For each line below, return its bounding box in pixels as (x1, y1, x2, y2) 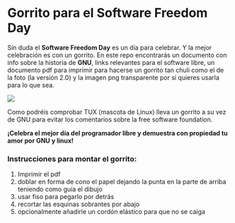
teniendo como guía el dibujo (17, 185, 103, 193)
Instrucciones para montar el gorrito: (7, 154, 137, 164)
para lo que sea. (7, 80, 55, 89)
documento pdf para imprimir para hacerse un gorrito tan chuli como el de (7, 66, 224, 74)
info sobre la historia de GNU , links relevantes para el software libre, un (7, 58, 215, 66)
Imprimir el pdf (17, 170, 61, 179)
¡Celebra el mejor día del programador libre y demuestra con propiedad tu (7, 128, 228, 137)
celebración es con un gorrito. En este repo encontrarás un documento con (7, 51, 228, 59)
